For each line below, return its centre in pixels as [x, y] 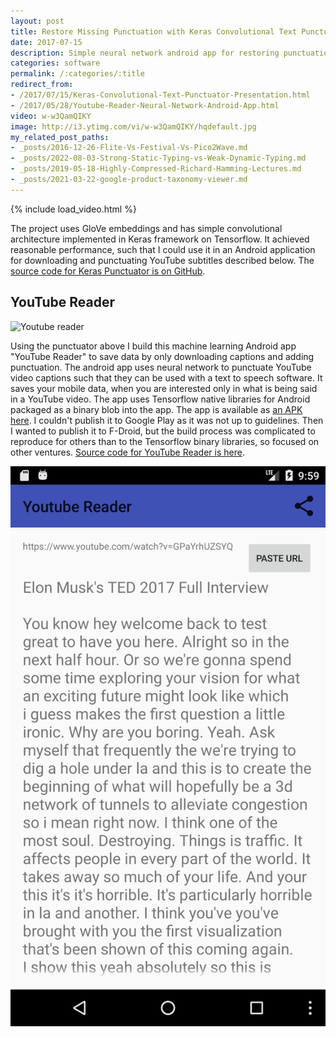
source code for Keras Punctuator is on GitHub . [108, 271]
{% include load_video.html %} [73, 209]
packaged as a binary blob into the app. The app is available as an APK [156, 409]
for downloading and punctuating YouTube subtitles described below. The [162, 260]
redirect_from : [42, 85]
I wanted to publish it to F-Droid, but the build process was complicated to [163, 431]
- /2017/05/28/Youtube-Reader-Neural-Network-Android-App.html [145, 105]
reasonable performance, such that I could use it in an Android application [163, 249]
